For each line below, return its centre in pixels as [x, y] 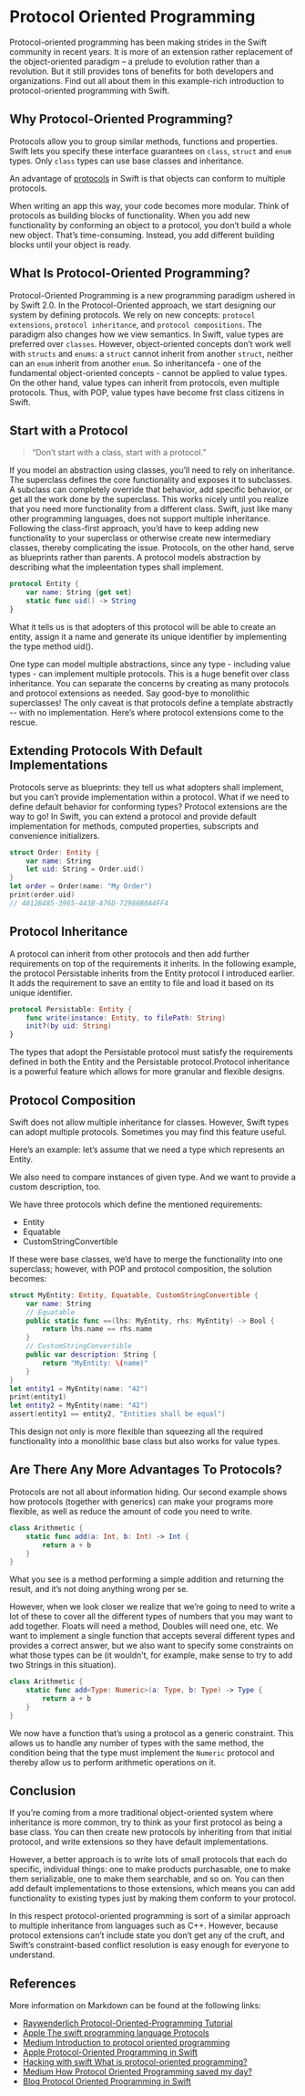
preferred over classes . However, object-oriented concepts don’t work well [150, 343]
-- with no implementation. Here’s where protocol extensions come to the [147, 712]
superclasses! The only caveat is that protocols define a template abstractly [152, 702]
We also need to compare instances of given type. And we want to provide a [152, 1177]
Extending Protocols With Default [106, 751]
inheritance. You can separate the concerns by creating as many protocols [149, 683]
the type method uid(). [51, 646]
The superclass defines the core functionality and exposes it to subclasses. [151, 480]
